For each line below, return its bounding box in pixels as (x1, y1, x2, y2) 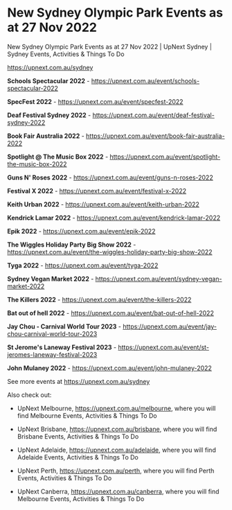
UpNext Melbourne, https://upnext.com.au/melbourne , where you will (17, 404, 216, 412)
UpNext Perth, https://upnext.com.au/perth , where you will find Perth (17, 466, 215, 475)
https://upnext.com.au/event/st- (117, 343, 210, 351)
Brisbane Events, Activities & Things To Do (17, 432, 139, 441)
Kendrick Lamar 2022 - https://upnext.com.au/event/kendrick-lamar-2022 (7, 213, 220, 222)
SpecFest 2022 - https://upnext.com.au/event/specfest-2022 (7, 97, 184, 105)
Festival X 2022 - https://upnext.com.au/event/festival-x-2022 (7, 186, 187, 195)
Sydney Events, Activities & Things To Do (7, 50, 125, 58)
